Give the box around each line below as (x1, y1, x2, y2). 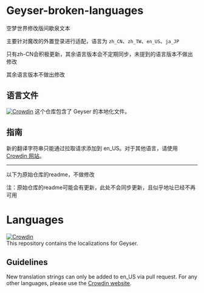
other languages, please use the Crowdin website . (6, 280, 132, 287)
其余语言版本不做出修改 (6, 71, 65, 78)
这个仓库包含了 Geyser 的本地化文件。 (34, 108, 131, 115)
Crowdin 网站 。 (6, 152, 45, 159)
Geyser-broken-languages (6, 4, 144, 18)
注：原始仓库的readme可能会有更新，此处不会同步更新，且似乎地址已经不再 (6, 184, 196, 191)
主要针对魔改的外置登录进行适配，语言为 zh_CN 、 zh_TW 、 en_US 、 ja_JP (6, 37, 180, 44)
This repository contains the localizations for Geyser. (6, 240, 138, 247)
